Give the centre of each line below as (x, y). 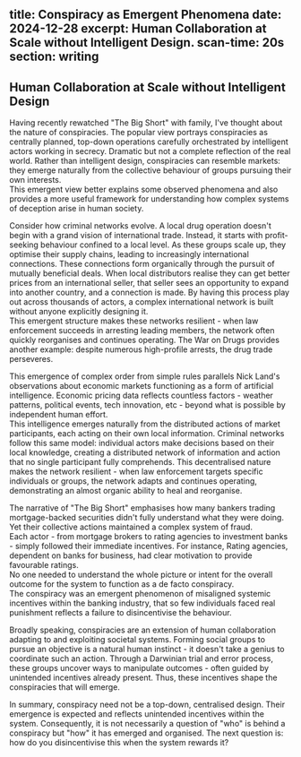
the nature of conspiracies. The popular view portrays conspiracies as (139, 133)
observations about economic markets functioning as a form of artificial (142, 386)
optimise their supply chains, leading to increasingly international (129, 254)
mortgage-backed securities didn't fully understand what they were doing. (147, 518)
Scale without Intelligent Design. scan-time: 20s (147, 43)
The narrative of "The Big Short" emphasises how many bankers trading (142, 508)
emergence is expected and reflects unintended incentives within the (137, 714)
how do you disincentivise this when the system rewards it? (119, 743)
